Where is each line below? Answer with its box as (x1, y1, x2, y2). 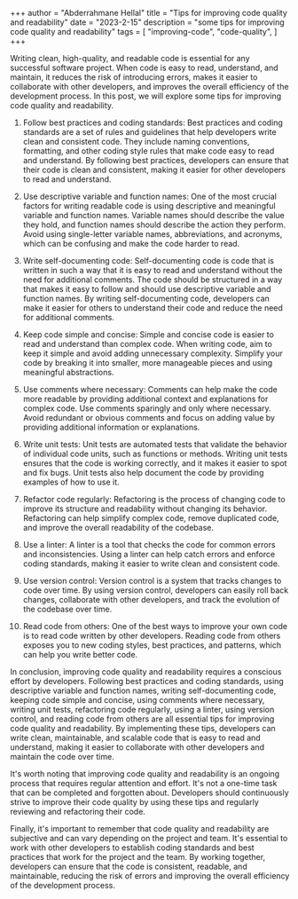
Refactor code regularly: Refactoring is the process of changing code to (22, 494, 286, 504)
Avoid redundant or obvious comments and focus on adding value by (22, 413, 276, 422)
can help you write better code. (22, 650, 138, 659)
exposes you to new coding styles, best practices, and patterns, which (22, 640, 282, 651)
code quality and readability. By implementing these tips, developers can (10, 723, 276, 733)
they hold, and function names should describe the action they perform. (22, 219, 286, 230)
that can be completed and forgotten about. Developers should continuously (10, 787, 289, 798)
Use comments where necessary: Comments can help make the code (22, 384, 278, 394)
